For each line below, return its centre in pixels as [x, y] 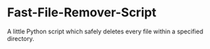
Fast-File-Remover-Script [82, 13]
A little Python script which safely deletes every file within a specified [105, 31]
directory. [21, 38]
